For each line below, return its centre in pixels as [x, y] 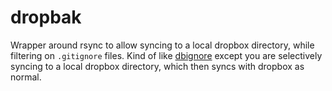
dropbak [46, 17]
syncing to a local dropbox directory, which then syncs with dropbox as [157, 66]
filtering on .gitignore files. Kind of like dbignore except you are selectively [166, 55]
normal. [26, 77]
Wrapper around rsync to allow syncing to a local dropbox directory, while [162, 45]
